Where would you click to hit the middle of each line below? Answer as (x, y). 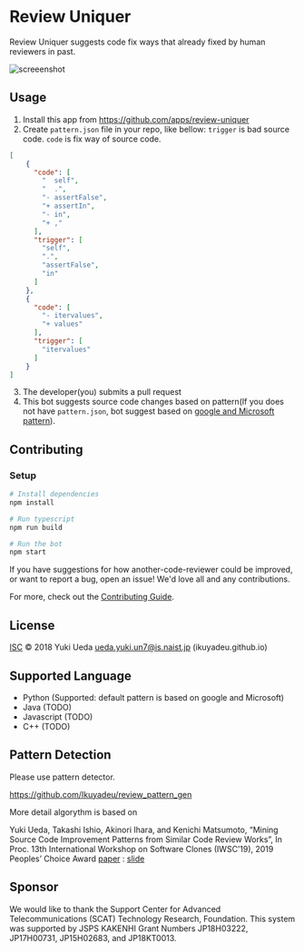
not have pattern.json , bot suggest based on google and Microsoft (148, 411)
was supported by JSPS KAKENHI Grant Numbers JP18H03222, (129, 928)
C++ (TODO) (46, 726)
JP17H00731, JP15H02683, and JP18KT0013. (93, 937)
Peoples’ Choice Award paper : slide (77, 859)
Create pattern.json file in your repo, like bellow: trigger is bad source (156, 129)
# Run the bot (36, 544)
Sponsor (34, 887)
